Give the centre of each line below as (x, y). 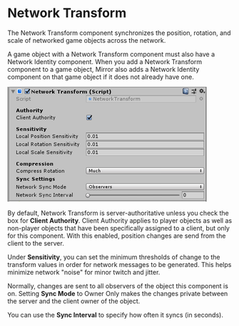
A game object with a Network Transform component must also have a (111, 54)
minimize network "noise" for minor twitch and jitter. (84, 272)
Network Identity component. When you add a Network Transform (105, 61)
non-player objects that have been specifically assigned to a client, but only (119, 228)
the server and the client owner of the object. (74, 301)
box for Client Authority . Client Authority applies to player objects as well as (120, 220)
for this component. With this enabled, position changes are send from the (117, 236)
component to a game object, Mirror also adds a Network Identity (103, 69)
